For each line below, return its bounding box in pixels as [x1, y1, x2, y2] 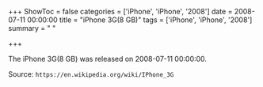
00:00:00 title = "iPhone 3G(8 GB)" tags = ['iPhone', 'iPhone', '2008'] [27, 15, 253, 25]
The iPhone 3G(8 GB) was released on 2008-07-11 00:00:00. [8, 55, 208, 63]
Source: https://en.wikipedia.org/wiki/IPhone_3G [8, 70, 174, 78]
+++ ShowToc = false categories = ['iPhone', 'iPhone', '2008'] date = [8, 7, 233, 16]
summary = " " [8, 24, 56, 32]
